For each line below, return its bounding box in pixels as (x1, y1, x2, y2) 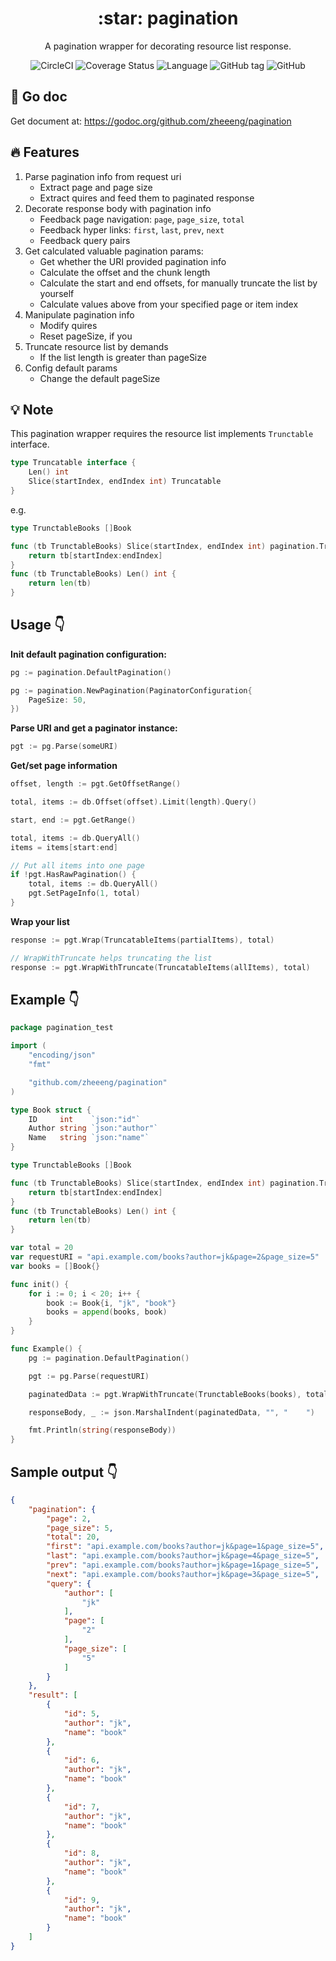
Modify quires (39, 319, 98, 331)
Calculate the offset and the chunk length (39, 266, 211, 278)
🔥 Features (10, 144, 80, 161)
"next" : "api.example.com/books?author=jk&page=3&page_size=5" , (46, 1569, 320, 1579)
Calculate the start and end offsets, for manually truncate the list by (39, 277, 318, 289)
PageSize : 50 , (28, 695, 87, 705)
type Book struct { (10, 1105, 92, 1115)
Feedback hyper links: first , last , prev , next (39, 223, 225, 236)
